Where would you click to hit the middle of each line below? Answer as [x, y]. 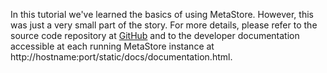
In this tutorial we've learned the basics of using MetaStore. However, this [162, 14]
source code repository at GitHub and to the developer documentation [155, 35]
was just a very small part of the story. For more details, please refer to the [164, 25]
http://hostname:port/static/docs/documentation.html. [121, 57]
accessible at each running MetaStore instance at [112, 46]
